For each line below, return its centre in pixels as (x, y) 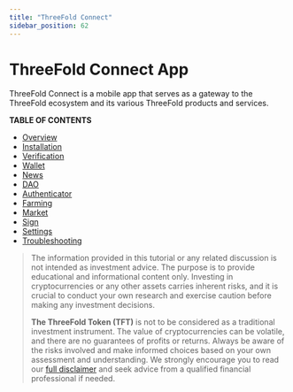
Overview (39, 137)
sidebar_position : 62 (49, 26)
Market (35, 212)
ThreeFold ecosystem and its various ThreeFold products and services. (139, 104)
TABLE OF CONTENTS (50, 120)
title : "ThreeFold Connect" (61, 17)
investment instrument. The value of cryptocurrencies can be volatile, (158, 332)
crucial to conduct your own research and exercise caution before (151, 296)
